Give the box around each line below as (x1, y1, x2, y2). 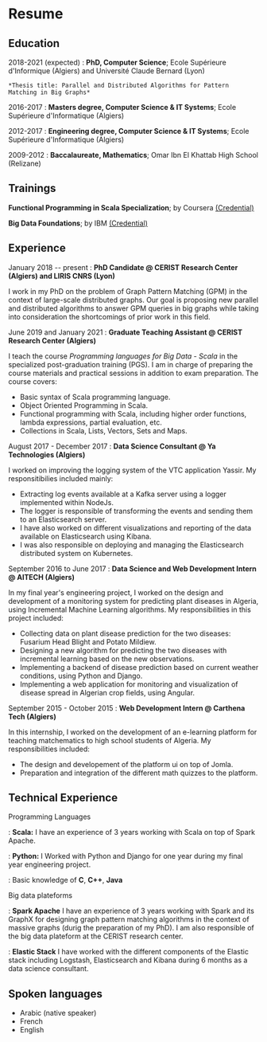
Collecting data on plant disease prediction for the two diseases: (19, 629, 231, 638)
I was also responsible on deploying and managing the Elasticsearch (19, 539, 244, 550)
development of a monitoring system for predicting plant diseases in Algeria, (8, 596, 259, 605)
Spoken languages (8, 987, 103, 1001)
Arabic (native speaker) (19, 1009, 97, 1018)
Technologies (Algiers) (8, 449, 86, 459)
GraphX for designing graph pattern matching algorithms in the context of (8, 915, 250, 924)
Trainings (8, 182, 56, 195)
